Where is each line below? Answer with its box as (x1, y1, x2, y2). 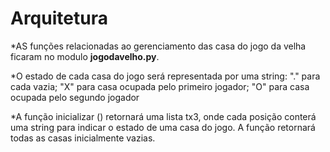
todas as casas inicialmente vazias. (10, 132, 156, 144)
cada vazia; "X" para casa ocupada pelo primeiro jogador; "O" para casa (10, 80, 310, 92)
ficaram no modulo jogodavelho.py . (10, 50, 160, 62)
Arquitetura (10, 7, 108, 30)
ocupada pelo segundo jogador (10, 91, 140, 103)
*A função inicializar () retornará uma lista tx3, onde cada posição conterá (10, 110, 317, 122)
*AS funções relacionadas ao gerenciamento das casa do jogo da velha (10, 40, 307, 52)
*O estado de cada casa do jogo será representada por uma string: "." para (10, 70, 321, 82)
